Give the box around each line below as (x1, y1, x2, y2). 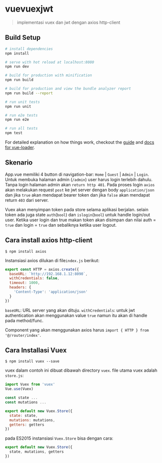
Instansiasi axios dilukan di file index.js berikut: (5, 257, 99, 263)
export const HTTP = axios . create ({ (5, 267, 79, 272)
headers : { (9, 285, 32, 290)
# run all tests (5, 126, 38, 131)
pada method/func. (5, 317, 44, 323)
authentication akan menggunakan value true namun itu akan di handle (5, 312, 147, 318)
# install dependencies (5, 46, 53, 51)
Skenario (5, 159, 33, 167)
